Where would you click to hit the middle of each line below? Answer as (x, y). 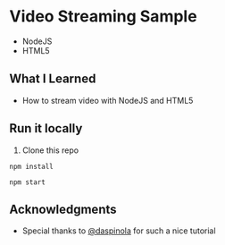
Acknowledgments (63, 209)
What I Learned (53, 79)
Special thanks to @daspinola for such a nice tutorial (119, 231)
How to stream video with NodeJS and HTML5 (108, 100)
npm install (31, 166)
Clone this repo (50, 150)
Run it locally (46, 128)
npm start (28, 182)
